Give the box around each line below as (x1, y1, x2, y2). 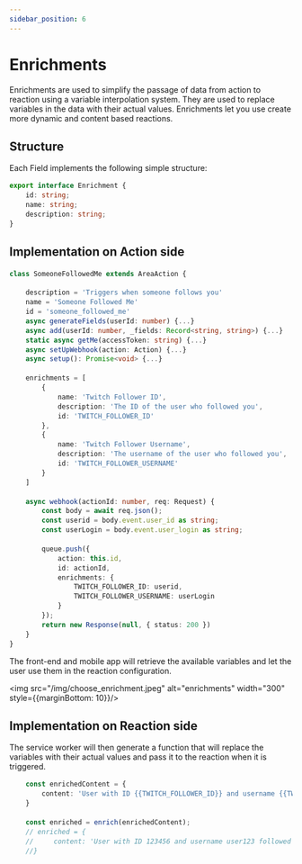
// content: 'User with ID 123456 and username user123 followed (25, 837, 292, 846)
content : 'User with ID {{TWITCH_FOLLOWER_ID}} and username (41, 789, 276, 798)
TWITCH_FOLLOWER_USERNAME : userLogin (73, 592, 216, 601)
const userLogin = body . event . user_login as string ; (41, 526, 244, 535)
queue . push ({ (41, 544, 91, 553)
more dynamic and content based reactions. (9, 112, 173, 123)
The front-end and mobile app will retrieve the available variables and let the (9, 655, 292, 666)
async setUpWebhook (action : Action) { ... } (25, 345, 187, 355)
